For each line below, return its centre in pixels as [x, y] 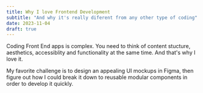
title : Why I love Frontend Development [59, 12]
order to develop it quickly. [40, 84]
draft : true [21, 29]
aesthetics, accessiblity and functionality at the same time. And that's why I [101, 53]
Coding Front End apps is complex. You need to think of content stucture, [98, 46]
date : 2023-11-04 [28, 23]
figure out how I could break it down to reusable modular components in [97, 77]
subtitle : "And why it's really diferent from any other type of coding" [102, 18]
